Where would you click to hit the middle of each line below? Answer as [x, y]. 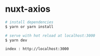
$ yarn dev [16, 40]
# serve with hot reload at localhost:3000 [50, 35]
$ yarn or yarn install [29, 27]
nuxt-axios [28, 9]
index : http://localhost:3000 [37, 49]
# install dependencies [29, 22]
